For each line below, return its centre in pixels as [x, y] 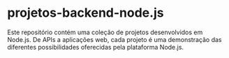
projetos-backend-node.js [86, 13]
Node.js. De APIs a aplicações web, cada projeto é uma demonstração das [114, 39]
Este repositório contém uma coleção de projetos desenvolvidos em [105, 32]
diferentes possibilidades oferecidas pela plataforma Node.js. [95, 47]
